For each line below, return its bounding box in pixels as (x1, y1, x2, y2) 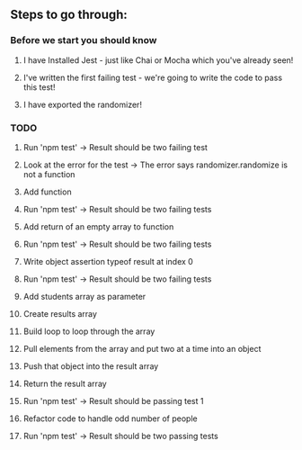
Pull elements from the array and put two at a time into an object (22, 343, 262, 354)
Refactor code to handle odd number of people (22, 413, 198, 424)
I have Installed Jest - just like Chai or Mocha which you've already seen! (22, 54, 294, 66)
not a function (22, 168, 75, 179)
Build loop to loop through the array (22, 326, 155, 337)
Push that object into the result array (22, 360, 159, 372)
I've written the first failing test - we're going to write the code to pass (22, 72, 282, 83)
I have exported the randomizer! (22, 99, 143, 110)
